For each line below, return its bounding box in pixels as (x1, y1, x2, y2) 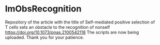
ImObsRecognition (5, 3, 81, 14)
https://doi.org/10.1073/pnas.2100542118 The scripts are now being (5, 29, 139, 35)
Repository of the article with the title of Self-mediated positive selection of (5, 19, 155, 25)
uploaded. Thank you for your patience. (5, 34, 84, 40)
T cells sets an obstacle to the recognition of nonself (5, 24, 110, 30)
